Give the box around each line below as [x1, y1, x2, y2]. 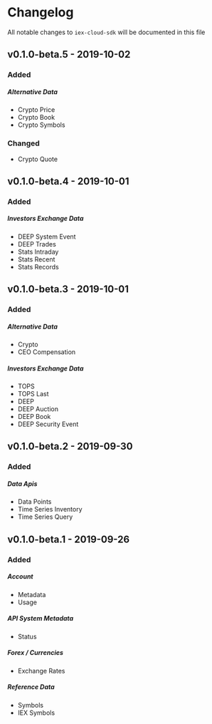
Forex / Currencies [7, 648, 64, 657]
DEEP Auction [17, 405, 59, 413]
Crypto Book [17, 113, 55, 122]
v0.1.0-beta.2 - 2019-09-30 [7, 440, 133, 452]
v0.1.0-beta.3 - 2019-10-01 [7, 283, 129, 296]
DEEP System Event [17, 232, 76, 241]
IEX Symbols [17, 708, 55, 717]
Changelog [7, 4, 74, 21]
